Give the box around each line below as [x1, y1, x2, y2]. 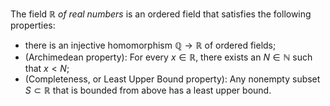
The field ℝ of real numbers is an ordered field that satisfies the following [10, 8, 312, 20]
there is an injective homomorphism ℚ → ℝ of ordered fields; [24, 39, 277, 51]
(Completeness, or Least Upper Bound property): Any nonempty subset [24, 73, 321, 85]
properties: [10, 19, 56, 31]
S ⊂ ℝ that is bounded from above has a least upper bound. [24, 84, 272, 96]
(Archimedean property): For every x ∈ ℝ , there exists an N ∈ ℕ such [24, 51, 313, 63]
